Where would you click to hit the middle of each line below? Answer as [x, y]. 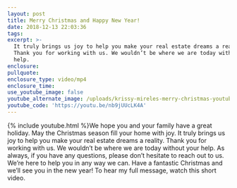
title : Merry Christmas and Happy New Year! [74, 20]
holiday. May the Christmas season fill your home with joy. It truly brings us [116, 133]
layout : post [26, 14]
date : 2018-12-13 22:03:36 [47, 27]
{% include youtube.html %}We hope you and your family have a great [110, 125]
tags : [15, 33]
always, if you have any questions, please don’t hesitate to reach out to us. [116, 155]
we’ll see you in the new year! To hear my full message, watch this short [112, 170]
